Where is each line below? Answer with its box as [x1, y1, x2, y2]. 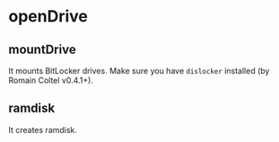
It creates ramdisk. [8, 124, 78, 135]
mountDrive [8, 42, 77, 57]
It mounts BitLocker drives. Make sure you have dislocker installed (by [8, 65, 270, 76]
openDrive [8, 6, 89, 27]
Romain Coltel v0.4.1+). [8, 75, 93, 86]
